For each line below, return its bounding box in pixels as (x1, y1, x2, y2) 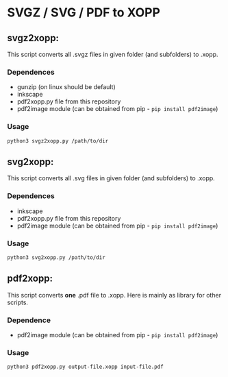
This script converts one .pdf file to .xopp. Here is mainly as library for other (7, 291, 221, 299)
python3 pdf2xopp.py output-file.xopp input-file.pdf (7, 363, 164, 371)
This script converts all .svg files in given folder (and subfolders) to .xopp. (7, 174, 216, 182)
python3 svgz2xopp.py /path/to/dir (7, 137, 109, 145)
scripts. (7, 298, 29, 306)
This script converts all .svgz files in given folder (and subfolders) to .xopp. (7, 50, 218, 58)
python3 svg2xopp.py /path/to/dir (7, 254, 106, 261)
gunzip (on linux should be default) (16, 83, 116, 91)
